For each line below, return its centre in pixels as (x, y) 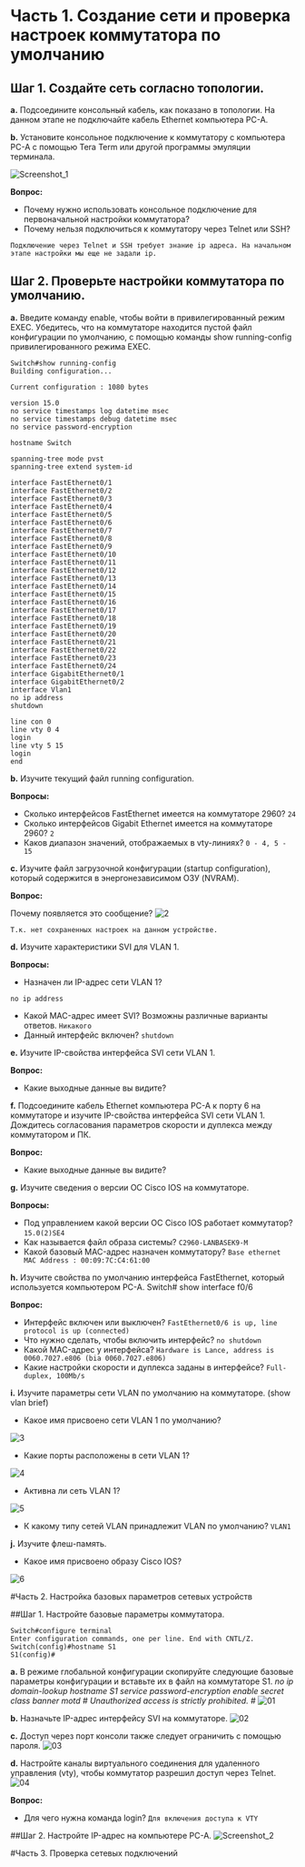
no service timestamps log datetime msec (90, 411)
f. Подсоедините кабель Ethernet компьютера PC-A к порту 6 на (136, 1105)
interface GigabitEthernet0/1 (68, 674)
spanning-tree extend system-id (71, 467)
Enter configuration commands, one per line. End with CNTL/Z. (133, 1639)
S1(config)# (33, 1654)
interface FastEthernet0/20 (64, 634)
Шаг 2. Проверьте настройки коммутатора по (148, 282)
